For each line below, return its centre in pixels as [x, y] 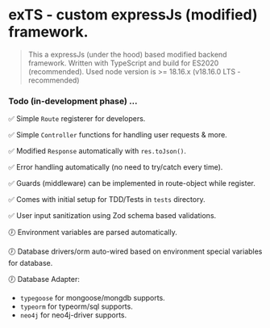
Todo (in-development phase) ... [73, 101]
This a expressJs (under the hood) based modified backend [127, 54]
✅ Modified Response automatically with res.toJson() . [98, 151]
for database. [31, 263]
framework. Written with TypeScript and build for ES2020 [123, 63]
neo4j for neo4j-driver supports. [73, 315]
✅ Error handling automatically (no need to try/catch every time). [116, 167]
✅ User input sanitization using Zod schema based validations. [112, 216]
